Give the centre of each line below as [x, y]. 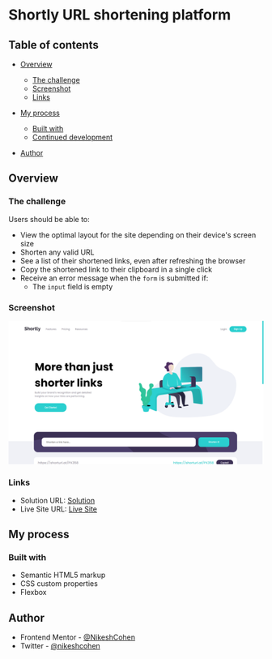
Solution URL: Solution [57, 500]
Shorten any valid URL [57, 252]
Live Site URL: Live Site [59, 509]
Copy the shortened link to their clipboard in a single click [116, 269]
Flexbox [33, 593]
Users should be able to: [49, 219]
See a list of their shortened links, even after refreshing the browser [133, 260]
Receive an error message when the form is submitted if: [114, 278]
